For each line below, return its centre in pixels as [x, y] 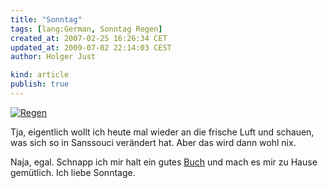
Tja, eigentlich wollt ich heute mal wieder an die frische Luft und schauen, [162, 132]
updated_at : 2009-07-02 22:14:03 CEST [91, 47]
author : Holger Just [53, 57]
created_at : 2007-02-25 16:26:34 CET [89, 38]
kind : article [40, 75]
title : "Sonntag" [46, 19]
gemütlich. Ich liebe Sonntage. [73, 172]
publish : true [40, 84]
